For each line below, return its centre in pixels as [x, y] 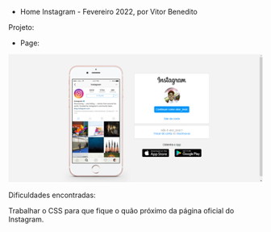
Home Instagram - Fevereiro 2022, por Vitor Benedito [108, 12]
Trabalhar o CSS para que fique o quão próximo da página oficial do [121, 211]
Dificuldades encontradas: [52, 195]
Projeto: [21, 27]
